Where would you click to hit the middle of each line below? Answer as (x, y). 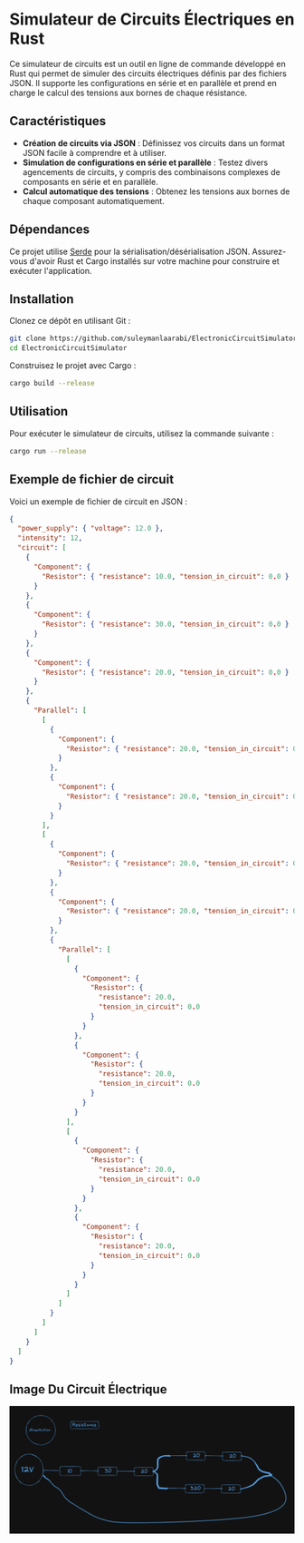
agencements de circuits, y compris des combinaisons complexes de (151, 171)
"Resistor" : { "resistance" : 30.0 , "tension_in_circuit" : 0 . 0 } (166, 625)
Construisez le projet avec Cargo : (73, 366)
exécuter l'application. (51, 270)
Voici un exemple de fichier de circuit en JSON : (99, 501)
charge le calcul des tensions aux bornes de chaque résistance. (128, 93)
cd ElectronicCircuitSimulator (68, 348)
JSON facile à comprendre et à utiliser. (95, 152)
